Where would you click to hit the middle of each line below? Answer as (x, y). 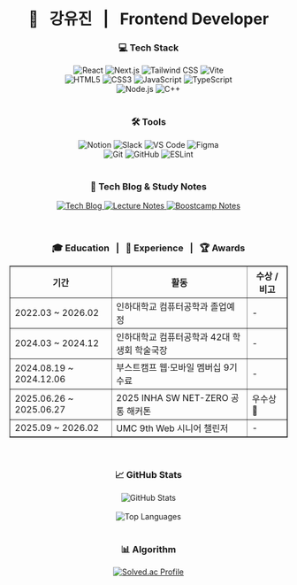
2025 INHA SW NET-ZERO (172, 398)
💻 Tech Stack (148, 48)
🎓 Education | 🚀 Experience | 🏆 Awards (148, 248)
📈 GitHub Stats (148, 475)
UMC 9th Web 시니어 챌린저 (172, 428)
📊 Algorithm (148, 549)
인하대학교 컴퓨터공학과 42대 (173, 337)
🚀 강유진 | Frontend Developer (148, 19)
